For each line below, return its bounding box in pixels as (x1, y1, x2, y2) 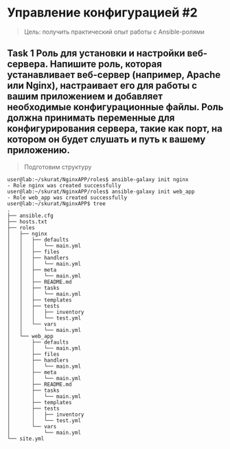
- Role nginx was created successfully (7, 182, 122, 189)
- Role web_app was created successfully (7, 194, 128, 201)
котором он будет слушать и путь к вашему (7, 134, 206, 145)
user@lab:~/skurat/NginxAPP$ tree (7, 200, 106, 207)
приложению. (7, 145, 70, 156)
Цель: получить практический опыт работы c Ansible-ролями (23, 28, 205, 36)
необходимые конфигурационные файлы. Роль (7, 101, 224, 113)
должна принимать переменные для (7, 112, 175, 124)
